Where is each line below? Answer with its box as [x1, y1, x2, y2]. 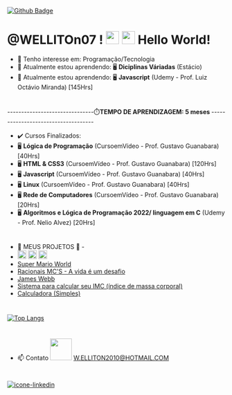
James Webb [17, 275, 55, 283]
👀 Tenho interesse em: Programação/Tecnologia [17, 55, 155, 63]
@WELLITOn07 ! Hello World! [7, 32, 211, 48]
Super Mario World [17, 260, 71, 268]
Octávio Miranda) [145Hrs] [17, 83, 93, 91]
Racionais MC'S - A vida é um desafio [17, 267, 126, 276]
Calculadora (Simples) [17, 289, 81, 297]
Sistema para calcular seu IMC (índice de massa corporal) [17, 282, 184, 291]
